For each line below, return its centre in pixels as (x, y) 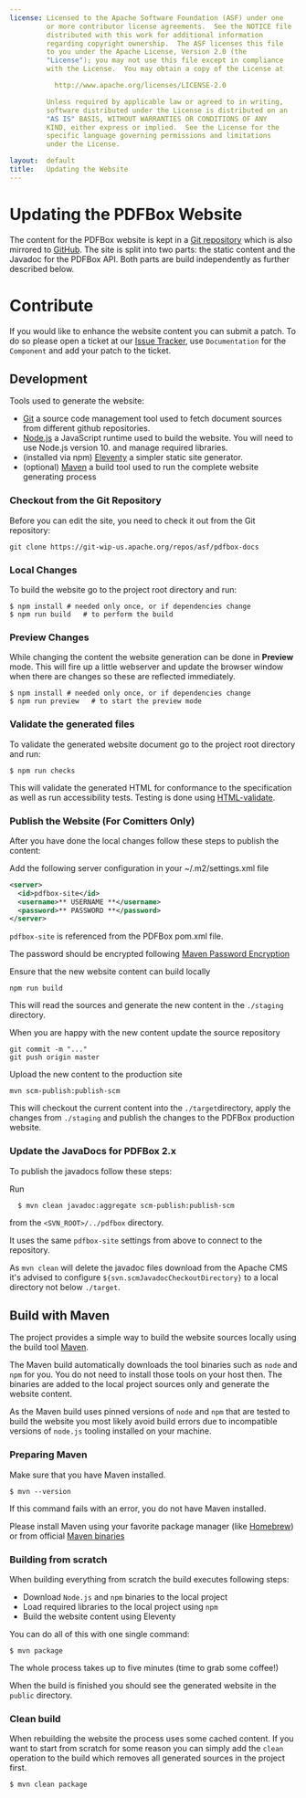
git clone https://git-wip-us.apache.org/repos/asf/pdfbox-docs (134, 547)
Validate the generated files (72, 724)
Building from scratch (58, 1560)
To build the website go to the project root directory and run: (123, 590)
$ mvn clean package (49, 1785)
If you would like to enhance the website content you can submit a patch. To (153, 331)
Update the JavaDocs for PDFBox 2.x (93, 1151)
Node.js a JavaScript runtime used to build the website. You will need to (158, 438)
